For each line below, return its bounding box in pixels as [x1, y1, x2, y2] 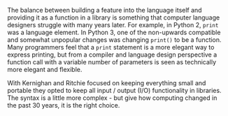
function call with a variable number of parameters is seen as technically [7, 58, 217, 66]
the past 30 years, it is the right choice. [7, 101, 120, 109]
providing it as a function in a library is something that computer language [7, 13, 220, 22]
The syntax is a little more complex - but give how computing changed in [7, 94, 218, 102]
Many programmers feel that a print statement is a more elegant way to [7, 43, 215, 51]
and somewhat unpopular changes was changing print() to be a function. [7, 36, 222, 44]
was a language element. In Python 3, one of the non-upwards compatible [7, 28, 221, 36]
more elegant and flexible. [7, 66, 83, 73]
